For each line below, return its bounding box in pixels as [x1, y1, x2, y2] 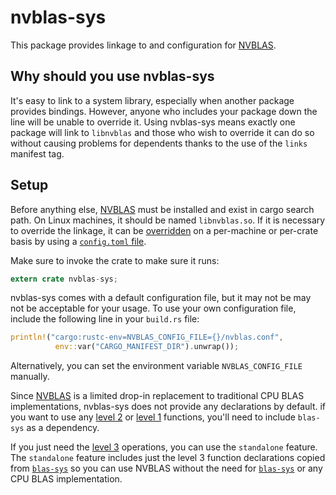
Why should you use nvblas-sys [10, 68, 215, 85]
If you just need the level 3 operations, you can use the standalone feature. [10, 441, 318, 453]
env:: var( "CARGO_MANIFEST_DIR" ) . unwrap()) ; [54, 342, 240, 352]
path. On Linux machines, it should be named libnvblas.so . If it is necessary [10, 214, 326, 226]
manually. [10, 371, 50, 383]
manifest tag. [10, 147, 65, 160]
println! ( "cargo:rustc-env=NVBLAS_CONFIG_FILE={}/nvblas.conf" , [10, 332, 284, 343]
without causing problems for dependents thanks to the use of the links [10, 137, 308, 149]
